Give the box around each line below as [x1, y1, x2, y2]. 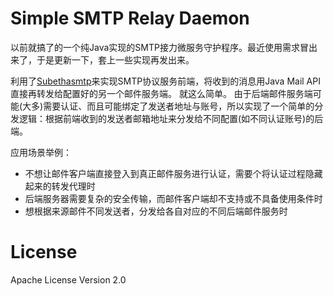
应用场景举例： [10, 146, 72, 158]
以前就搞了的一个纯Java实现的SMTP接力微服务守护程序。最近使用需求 [10, 41, 300, 53]
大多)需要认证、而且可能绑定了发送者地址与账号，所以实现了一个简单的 [22, 100, 315, 112]
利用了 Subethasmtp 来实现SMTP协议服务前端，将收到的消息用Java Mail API [10, 75, 321, 87]
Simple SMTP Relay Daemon [10, 7, 250, 30]
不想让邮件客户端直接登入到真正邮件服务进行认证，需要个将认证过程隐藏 [24, 167, 323, 179]
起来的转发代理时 [24, 180, 96, 192]
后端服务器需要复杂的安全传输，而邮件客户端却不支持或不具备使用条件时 [24, 192, 323, 204]
